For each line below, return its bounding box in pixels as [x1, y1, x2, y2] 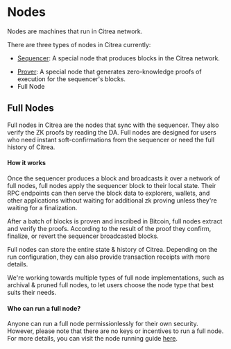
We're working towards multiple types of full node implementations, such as [7, 273, 225, 282]
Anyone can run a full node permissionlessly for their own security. [7, 320, 199, 328]
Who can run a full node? [7, 304, 81, 312]
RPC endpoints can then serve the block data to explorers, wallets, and [7, 189, 210, 197]
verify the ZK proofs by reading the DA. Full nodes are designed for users [7, 128, 216, 136]
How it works [7, 159, 46, 167]
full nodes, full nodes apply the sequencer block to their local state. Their [7, 181, 216, 189]
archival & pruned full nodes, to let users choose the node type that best [7, 280, 214, 289]
